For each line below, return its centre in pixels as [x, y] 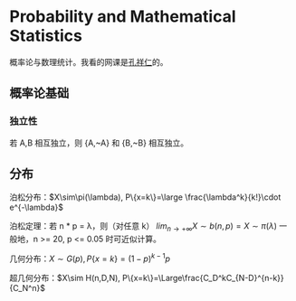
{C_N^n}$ [27, 287]
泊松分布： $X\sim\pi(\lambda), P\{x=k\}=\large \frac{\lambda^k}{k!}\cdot [145, 197]
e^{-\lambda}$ [36, 207]
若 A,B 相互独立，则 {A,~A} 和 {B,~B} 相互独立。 [99, 143]
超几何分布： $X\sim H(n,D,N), [65, 277]
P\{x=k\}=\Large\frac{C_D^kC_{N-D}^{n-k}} [203, 277]
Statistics [46, 36]
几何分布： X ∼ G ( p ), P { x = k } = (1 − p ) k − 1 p [90, 258]
